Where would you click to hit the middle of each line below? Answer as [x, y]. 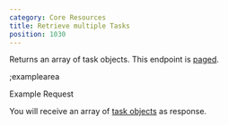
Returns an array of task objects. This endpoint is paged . [114, 60]
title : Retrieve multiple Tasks [70, 26]
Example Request [42, 94]
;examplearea [35, 77]
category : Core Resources [57, 17]
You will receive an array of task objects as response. [108, 112]
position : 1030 [38, 34]
